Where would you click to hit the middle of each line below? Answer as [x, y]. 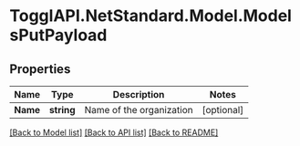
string [62, 110]
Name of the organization [139, 110]
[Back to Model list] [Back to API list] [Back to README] [114, 132]
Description [139, 94]
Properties [40, 69]
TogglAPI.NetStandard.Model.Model [150, 16]
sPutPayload [58, 35]
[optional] [223, 110]
